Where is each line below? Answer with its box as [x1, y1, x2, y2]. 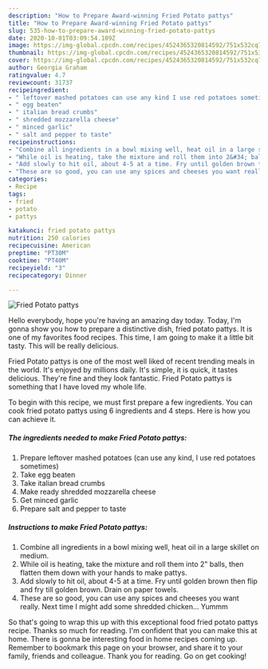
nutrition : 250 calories [8, 234, 91, 242]
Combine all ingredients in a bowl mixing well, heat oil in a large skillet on [19, 543, 259, 552]
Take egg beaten [19, 470, 76, 480]
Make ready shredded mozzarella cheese [19, 487, 156, 496]
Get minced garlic [19, 496, 79, 505]
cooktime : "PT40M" [8, 257, 69, 265]
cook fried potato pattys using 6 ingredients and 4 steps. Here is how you [8, 406, 250, 416]
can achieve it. [8, 415, 57, 424]
